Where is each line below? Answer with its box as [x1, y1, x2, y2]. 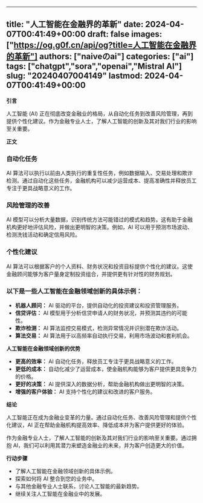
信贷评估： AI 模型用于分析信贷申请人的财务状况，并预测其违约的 [14, 309, 177, 317]
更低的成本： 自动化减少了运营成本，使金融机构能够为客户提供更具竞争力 [14, 366, 197, 372]
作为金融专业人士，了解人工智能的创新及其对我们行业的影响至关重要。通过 [6, 434, 192, 441]
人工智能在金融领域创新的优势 [6, 345, 80, 352]
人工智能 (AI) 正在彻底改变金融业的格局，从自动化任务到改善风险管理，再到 [6, 110, 193, 117]
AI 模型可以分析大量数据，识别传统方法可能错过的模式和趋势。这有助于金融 [6, 216, 193, 223]
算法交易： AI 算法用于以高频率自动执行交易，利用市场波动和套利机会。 [14, 332, 193, 339]
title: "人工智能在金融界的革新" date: [6, 19, 144, 30]
